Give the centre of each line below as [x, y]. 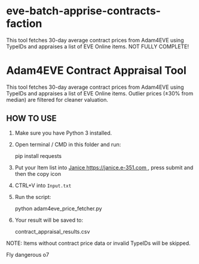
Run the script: [33, 197]
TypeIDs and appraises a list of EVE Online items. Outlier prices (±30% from [100, 93]
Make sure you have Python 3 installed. [63, 133]
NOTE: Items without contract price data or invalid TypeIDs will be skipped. [99, 243]
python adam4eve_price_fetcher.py [59, 208]
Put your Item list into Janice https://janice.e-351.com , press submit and [104, 167]
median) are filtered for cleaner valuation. [57, 100]
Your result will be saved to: [49, 220]
